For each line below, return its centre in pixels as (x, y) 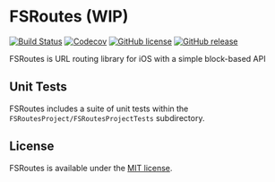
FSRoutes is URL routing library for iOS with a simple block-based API (137, 58)
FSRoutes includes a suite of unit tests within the (99, 108)
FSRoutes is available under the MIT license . (91, 168)
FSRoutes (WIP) (69, 17)
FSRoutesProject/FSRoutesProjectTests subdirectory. (107, 117)
